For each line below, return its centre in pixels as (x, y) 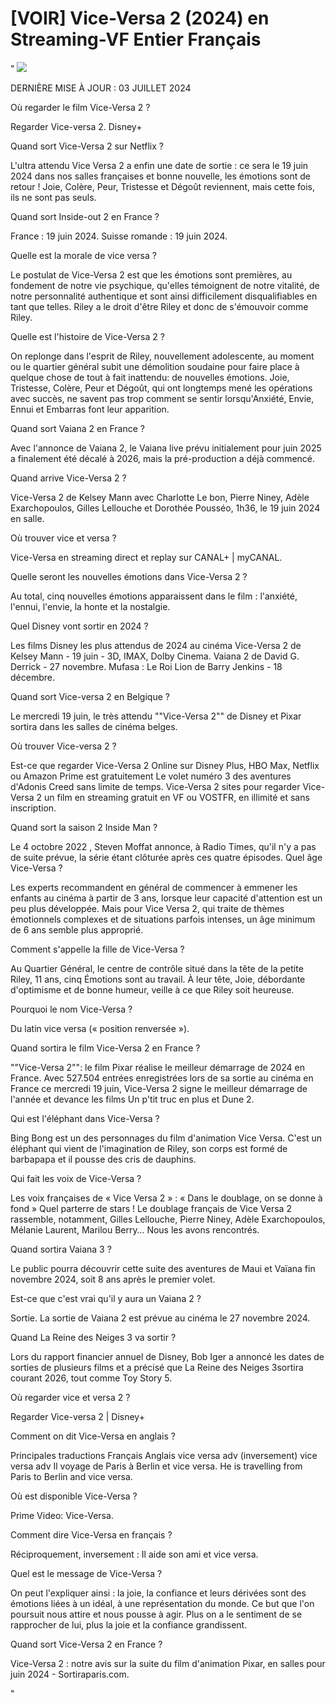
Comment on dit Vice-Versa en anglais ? (93, 1436)
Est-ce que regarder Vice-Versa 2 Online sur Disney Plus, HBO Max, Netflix (165, 765)
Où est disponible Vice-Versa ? (74, 1496)
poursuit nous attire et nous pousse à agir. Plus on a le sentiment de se (156, 1614)
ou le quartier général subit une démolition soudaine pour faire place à (155, 366)
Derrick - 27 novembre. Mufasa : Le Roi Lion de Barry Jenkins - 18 (146, 666)
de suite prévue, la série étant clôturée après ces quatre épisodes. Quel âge (166, 857)
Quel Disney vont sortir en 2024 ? (79, 626)
